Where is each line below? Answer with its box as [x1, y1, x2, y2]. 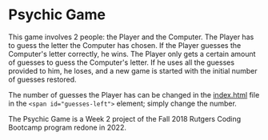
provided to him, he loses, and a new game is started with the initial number [8, 66, 258, 75]
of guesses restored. [8, 74, 78, 84]
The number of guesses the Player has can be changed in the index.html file [8, 90, 260, 99]
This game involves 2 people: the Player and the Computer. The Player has [8, 32, 254, 42]
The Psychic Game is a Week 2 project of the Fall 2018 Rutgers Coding [8, 114, 242, 123]
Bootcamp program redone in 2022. [8, 122, 126, 132]
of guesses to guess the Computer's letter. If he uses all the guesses [8, 58, 234, 67]
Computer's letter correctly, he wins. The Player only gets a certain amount [8, 49, 256, 58]
